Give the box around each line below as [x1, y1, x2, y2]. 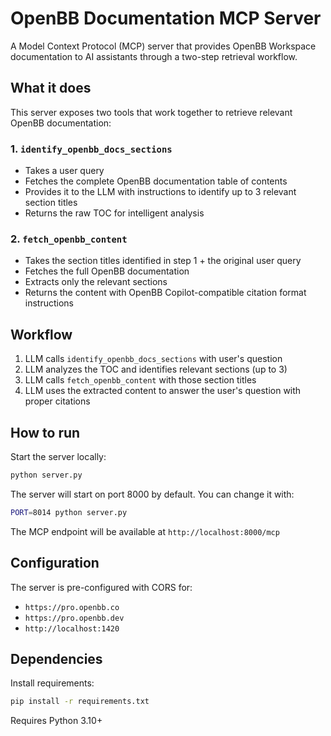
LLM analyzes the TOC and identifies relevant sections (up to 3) [24, 363, 288, 376]
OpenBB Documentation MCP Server [10, 7, 322, 30]
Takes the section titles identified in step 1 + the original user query [24, 255, 302, 267]
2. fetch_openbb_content [10, 232, 128, 246]
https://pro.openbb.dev [24, 613, 125, 623]
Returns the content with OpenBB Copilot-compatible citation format [24, 287, 307, 299]
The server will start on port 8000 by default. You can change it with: [10, 488, 295, 500]
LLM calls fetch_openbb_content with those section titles [24, 374, 257, 386]
